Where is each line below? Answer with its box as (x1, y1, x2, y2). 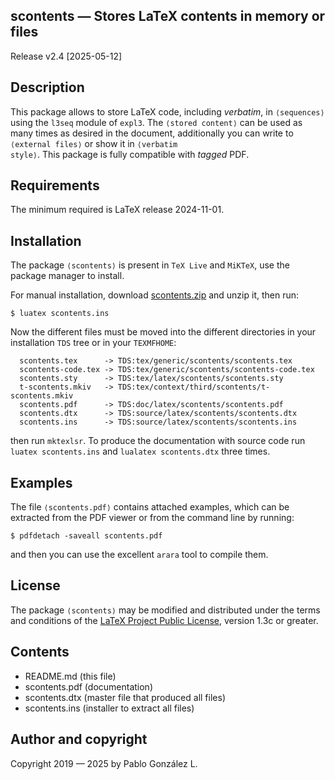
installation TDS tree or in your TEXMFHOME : (10, 337, 177, 349)
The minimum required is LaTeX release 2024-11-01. (10, 204, 225, 216)
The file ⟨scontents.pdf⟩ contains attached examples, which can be (10, 501, 290, 513)
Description (10, 79, 85, 96)
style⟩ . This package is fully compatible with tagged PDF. (10, 148, 250, 160)
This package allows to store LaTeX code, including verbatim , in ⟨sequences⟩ (10, 105, 325, 118)
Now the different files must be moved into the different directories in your (10, 326, 317, 338)
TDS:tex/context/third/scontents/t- (117, 382, 271, 393)
